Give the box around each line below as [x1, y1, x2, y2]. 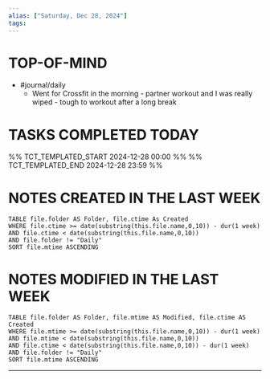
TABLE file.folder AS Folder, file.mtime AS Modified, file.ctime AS [8, 314, 247, 322]
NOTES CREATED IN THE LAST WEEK [8, 189, 261, 207]
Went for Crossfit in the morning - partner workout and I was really [31, 89, 253, 99]
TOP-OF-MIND [8, 54, 108, 72]
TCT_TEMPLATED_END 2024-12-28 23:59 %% [8, 161, 163, 170]
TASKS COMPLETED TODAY [8, 125, 199, 144]
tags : [8, 19, 27, 27]
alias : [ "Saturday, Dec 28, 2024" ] [8, 11, 128, 20]
